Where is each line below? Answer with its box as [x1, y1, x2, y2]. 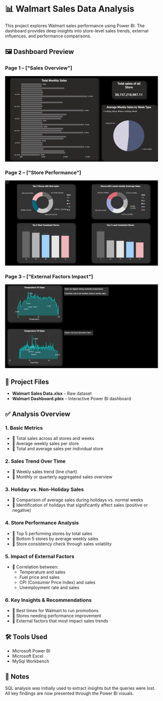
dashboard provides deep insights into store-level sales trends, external [5, 28, 149, 33]
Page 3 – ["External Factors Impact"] [5, 273, 93, 280]
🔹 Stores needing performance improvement [12, 613, 101, 619]
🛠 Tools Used [5, 633, 48, 641]
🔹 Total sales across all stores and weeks [12, 435, 95, 441]
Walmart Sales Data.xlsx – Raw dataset [12, 391, 92, 396]
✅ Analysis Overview [5, 410, 70, 418]
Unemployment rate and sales [19, 585, 80, 590]
